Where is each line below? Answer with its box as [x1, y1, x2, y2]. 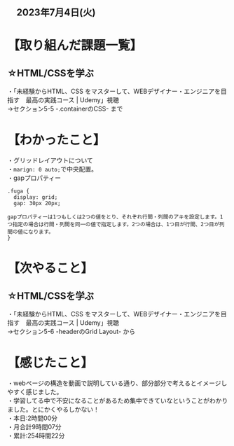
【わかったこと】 [7, 132, 106, 148]
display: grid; [13, 194, 58, 201]
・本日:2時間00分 [7, 414, 58, 422]
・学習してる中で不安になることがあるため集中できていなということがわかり [7, 396, 228, 405]
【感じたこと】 [7, 354, 94, 370]
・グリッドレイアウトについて [7, 156, 93, 165]
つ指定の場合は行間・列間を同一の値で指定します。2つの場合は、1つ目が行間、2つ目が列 [7, 221, 225, 228]
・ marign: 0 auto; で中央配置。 [7, 165, 98, 174]
